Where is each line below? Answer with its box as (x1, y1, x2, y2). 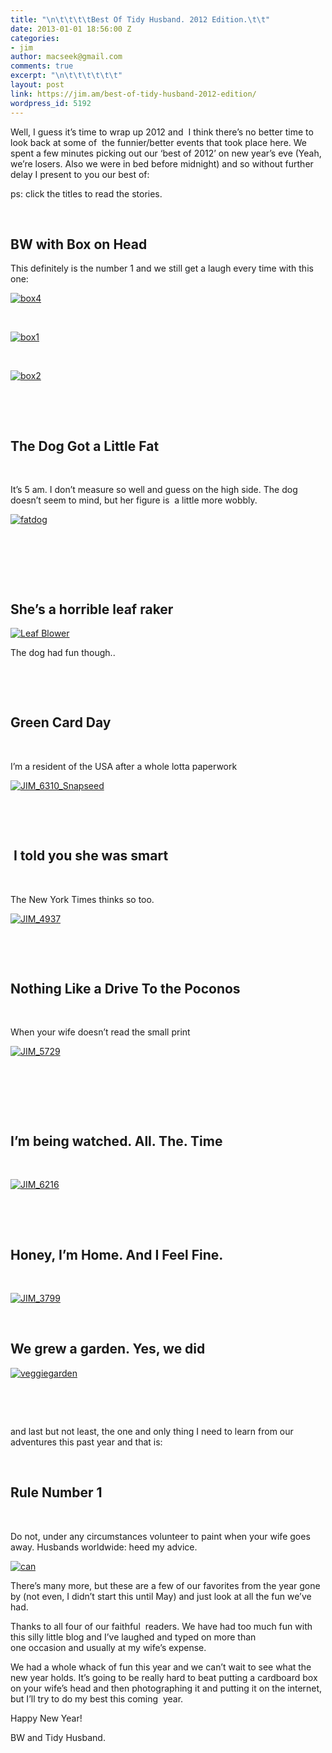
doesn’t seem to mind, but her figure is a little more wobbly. (10, 494, 258, 506)
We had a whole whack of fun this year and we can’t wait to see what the (10, 1661, 312, 1673)
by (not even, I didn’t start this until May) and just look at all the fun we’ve (10, 1590, 312, 1602)
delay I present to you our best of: (10, 168, 150, 180)
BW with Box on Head (10, 236, 148, 253)
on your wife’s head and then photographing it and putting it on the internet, (10, 1682, 323, 1694)
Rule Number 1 (10, 1484, 103, 1501)
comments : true (10, 61, 74, 71)
